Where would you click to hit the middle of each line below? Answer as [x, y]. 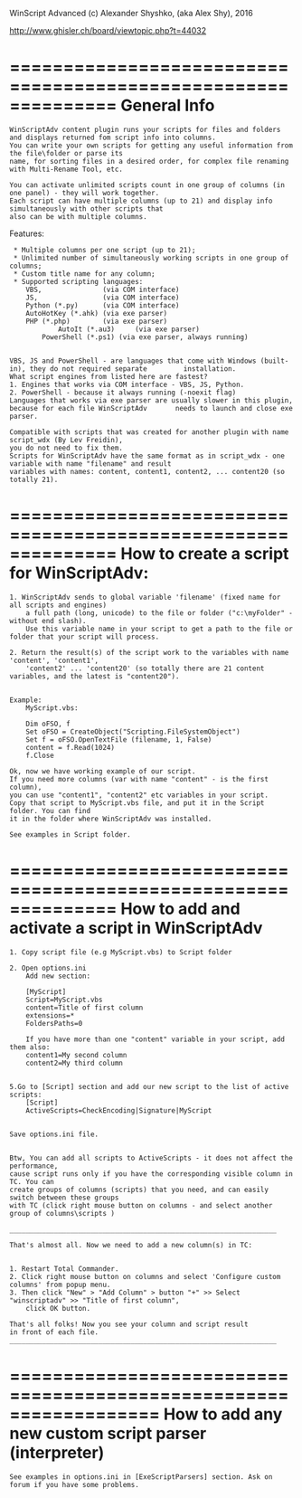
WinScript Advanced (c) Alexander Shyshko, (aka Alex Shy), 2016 [131, 13]
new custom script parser [108, 1434]
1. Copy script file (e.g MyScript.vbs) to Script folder [121, 952]
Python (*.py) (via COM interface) [103, 305]
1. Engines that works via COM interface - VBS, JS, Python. [127, 384]
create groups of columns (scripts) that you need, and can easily [139, 1190]
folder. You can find [50, 811]
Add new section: [58, 976]
